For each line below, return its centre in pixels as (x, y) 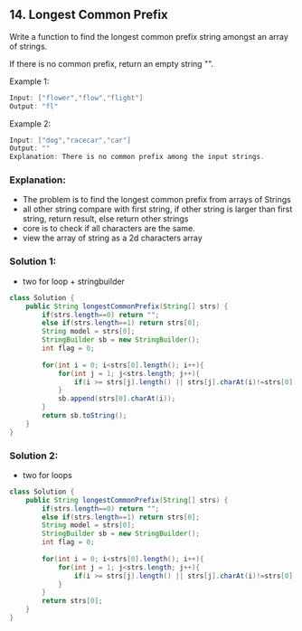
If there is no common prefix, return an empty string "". (112, 63)
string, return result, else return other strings (105, 219)
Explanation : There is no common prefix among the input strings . (137, 157)
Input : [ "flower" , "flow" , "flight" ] (76, 98)
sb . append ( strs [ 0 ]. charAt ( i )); (117, 399)
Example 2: (30, 123)
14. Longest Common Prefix (89, 15)
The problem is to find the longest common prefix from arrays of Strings (156, 200)
